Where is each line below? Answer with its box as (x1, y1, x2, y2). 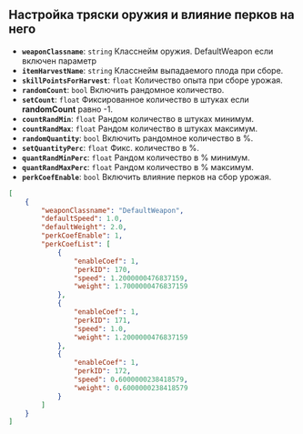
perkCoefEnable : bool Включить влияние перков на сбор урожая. (21, 171, 272, 182)
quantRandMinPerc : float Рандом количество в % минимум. (21, 152, 251, 163)
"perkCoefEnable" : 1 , (41, 231, 124, 240)
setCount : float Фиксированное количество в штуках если (21, 94, 249, 105)
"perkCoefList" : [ (41, 240, 111, 249)
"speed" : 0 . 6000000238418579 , (73, 375, 188, 385)
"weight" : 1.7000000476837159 (73, 282, 188, 291)
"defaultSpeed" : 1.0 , (41, 214, 124, 224)
